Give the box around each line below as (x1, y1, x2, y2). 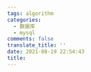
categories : (7, 16, 41, 23)
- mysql (13, 29, 36, 36)
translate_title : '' (7, 42, 67, 49)
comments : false (7, 36, 54, 43)
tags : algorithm (7, 10, 54, 17)
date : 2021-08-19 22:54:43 (7, 49, 85, 56)
